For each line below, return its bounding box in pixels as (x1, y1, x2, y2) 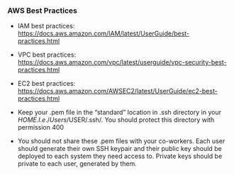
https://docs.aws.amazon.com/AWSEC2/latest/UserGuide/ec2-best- (17, 87, 218, 96)
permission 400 (17, 123, 65, 132)
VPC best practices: (17, 50, 77, 59)
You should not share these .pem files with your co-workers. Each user (17, 137, 225, 145)
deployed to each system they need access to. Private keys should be (17, 152, 223, 161)
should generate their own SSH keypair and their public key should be (17, 145, 222, 153)
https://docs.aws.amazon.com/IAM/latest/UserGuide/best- (17, 29, 190, 38)
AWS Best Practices (7, 6, 78, 16)
